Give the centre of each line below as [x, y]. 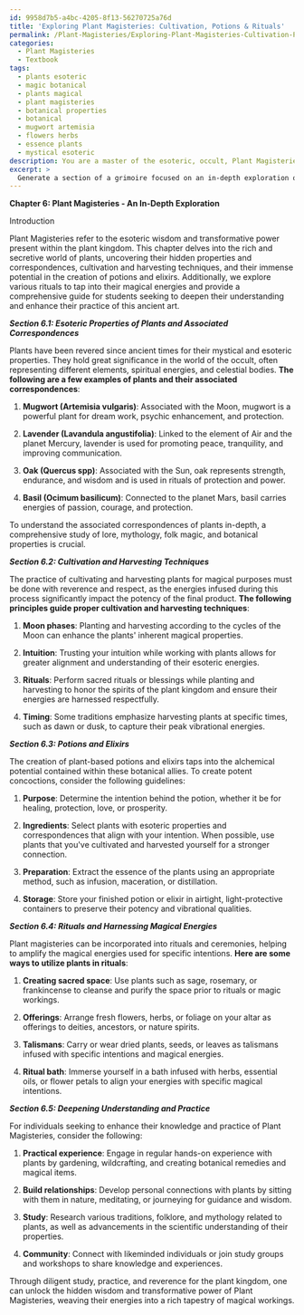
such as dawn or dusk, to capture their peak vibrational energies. [143, 726]
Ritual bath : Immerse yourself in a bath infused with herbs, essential [150, 1072]
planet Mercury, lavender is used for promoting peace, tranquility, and [152, 444]
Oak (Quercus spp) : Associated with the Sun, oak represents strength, [154, 471]
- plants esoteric [52, 77]
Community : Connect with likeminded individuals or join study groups [153, 1254]
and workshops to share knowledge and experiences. [123, 1263]
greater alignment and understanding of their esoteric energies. [141, 663]
